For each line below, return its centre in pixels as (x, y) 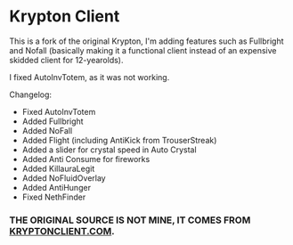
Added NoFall (47, 130)
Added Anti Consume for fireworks (86, 159)
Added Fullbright (53, 121)
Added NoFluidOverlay (64, 178)
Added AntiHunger (57, 187)
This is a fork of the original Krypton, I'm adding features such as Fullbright (146, 41)
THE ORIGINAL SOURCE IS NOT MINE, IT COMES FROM (130, 220)
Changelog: (30, 94)
